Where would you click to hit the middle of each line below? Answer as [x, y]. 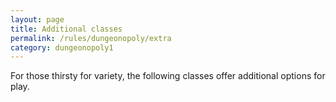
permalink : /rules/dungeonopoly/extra [91, 38]
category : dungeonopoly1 [62, 47]
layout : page [37, 19]
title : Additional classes [66, 29]
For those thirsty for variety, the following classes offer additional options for [168, 76]
